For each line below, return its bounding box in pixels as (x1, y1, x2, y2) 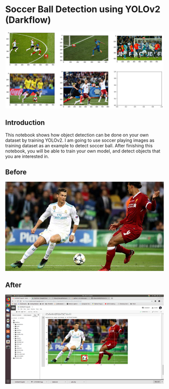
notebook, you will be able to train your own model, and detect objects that (5, 148, 160, 154)
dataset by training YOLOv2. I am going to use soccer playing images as (5, 137, 155, 143)
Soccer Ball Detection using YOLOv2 (5, 4, 161, 15)
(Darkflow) (5, 14, 51, 26)
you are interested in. (5, 153, 49, 159)
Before (5, 168, 27, 177)
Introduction (5, 119, 45, 127)
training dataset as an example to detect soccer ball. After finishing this (5, 142, 153, 148)
